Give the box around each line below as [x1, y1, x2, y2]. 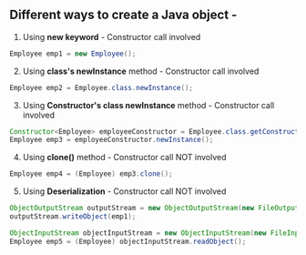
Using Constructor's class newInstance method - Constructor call [22, 99, 275, 110]
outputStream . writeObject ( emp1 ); [9, 212, 137, 221]
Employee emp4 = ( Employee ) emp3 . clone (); [9, 169, 173, 178]
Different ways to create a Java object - [9, 7, 238, 23]
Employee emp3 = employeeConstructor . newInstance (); [9, 136, 214, 145]
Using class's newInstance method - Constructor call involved [22, 66, 260, 76]
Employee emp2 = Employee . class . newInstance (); [9, 83, 194, 92]
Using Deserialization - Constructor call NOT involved [22, 186, 227, 197]
